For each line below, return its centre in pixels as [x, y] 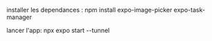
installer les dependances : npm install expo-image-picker [89, 10]
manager [19, 17]
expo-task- [189, 10]
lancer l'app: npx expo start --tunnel [58, 30]
